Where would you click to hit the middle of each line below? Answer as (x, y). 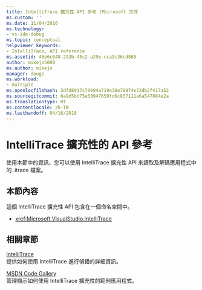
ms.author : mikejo (29, 68)
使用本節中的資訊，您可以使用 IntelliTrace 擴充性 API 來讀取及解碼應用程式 (99, 163)
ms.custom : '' (24, 18)
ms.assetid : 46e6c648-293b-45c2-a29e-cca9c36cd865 (71, 57)
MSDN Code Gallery (31, 273)
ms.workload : (23, 79)
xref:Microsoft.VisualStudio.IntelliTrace (63, 219)
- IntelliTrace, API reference (46, 51)
